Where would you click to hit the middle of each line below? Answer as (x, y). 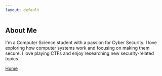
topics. (12, 59)
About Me (21, 31)
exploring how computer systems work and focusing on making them (77, 48)
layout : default (22, 10)
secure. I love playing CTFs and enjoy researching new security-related (80, 53)
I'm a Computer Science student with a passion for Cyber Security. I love (81, 43)
